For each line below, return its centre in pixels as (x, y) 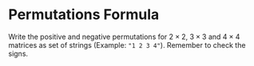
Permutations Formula (84, 15)
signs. (18, 53)
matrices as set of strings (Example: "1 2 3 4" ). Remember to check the (127, 45)
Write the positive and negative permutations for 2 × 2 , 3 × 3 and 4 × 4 (124, 37)
